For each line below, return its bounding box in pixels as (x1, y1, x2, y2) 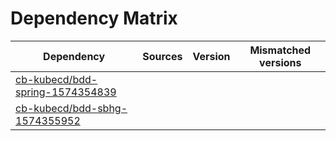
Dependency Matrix (10, 7, 178, 30)
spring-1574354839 (15, 85, 117, 99)
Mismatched (249, 43, 312, 57)
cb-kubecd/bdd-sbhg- (15, 101, 128, 115)
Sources (142, 49, 183, 63)
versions (259, 55, 302, 69)
